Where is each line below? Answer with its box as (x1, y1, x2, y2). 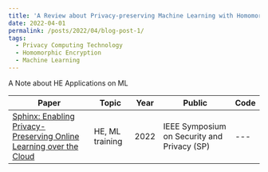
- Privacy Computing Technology (15, 42, 124, 50)
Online (54, 130, 80, 142)
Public (183, 97, 207, 108)
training (93, 135, 123, 146)
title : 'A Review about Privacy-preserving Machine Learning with (8, 11, 234, 20)
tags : (8, 34, 26, 42)
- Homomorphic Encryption (15, 49, 102, 57)
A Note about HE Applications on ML (8, 78, 129, 88)
